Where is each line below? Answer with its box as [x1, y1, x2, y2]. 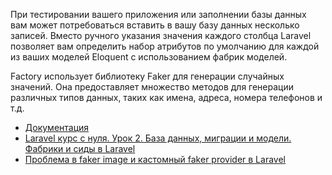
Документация [24, 122, 90, 133]
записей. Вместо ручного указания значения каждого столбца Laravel [10, 30, 312, 41]
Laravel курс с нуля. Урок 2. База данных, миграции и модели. [24, 132, 292, 144]
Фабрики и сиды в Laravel [24, 143, 136, 154]
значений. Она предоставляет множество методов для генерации [10, 81, 295, 93]
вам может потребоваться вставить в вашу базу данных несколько [10, 19, 300, 31]
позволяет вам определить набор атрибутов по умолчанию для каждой [10, 40, 320, 52]
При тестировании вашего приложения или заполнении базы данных [10, 9, 307, 20]
